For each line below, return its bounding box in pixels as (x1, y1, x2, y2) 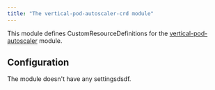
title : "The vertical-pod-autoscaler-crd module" (7, 10, 154, 17)
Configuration (7, 57, 70, 69)
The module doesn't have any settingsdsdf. (7, 75, 132, 83)
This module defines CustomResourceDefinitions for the (7, 29, 168, 37)
